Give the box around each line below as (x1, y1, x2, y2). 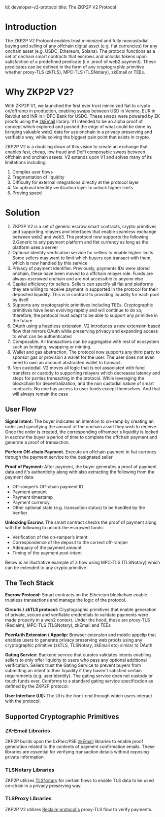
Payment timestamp (12, 494, 53, 500)
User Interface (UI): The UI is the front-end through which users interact (5, 693, 152, 699)
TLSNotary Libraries (5, 766, 55, 773)
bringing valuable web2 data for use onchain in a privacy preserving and (5, 129, 153, 135)
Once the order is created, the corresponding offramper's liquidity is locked (5, 429, 159, 435)
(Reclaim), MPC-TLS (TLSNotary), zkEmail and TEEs (5, 622, 111, 628)
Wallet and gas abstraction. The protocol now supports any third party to (12, 349, 160, 355)
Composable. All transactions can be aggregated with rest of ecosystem (12, 339, 159, 344)
